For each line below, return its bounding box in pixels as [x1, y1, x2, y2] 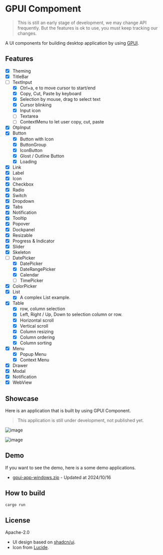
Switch [12, 193, 27, 199]
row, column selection [19, 306, 65, 312]
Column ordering [19, 334, 55, 340]
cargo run [5, 502, 26, 507]
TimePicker [19, 277, 43, 284]
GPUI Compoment [5, 3, 81, 15]
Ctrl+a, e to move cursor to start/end [19, 85, 96, 91]
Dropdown [12, 198, 34, 204]
